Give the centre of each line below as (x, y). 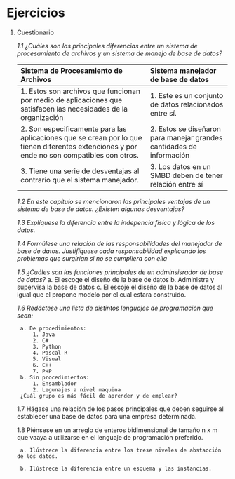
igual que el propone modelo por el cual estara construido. (101, 294)
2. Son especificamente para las (73, 129)
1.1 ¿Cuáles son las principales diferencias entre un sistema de (107, 46)
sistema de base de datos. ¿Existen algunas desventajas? (101, 209)
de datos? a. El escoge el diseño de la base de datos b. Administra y (115, 279)
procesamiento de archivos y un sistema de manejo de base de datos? (119, 53)
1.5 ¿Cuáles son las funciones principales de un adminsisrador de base (120, 272)
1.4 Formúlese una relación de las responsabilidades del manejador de (119, 243)
